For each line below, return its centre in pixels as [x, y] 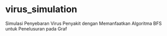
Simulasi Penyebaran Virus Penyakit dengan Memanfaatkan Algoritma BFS [83, 23]
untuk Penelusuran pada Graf [36, 28]
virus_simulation [41, 9]
